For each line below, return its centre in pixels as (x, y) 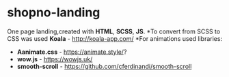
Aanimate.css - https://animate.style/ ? (72, 52)
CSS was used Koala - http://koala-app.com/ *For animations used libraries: (115, 38)
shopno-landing (54, 13)
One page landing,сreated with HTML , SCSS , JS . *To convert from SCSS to (114, 31)
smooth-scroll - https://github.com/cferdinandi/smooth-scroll (104, 66)
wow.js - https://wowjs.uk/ (55, 59)
